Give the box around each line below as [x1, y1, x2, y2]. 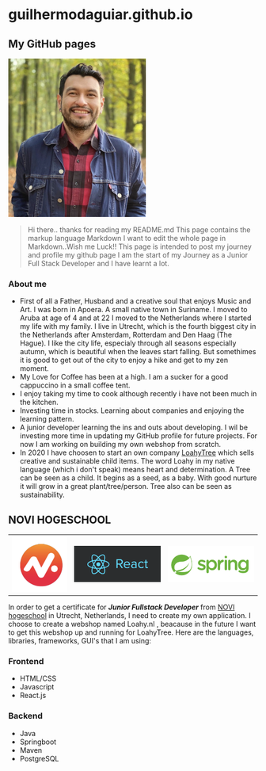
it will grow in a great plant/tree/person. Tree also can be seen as [19, 482, 232, 491]
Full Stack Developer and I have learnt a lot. [27, 259, 170, 268]
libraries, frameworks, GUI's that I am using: [8, 636, 152, 645]
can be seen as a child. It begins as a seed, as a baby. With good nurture [19, 473, 257, 483]
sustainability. [19, 490, 65, 500]
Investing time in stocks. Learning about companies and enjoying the [19, 406, 245, 415]
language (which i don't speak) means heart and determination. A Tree [19, 465, 251, 475]
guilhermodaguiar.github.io [8, 6, 193, 24]
